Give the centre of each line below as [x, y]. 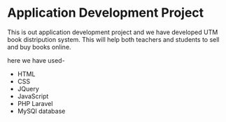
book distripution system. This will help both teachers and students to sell [113, 39]
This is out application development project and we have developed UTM [113, 32]
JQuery [28, 89]
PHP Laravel [35, 103]
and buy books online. [39, 47]
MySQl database [41, 111]
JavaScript [33, 96]
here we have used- [36, 60]
